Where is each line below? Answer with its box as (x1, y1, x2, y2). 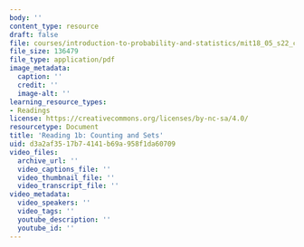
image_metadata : (9, 64, 71, 73)
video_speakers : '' (17, 198, 91, 208)
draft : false (9, 30, 59, 39)
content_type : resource (9, 22, 100, 31)
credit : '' (17, 81, 59, 90)
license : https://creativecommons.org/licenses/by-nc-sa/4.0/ (9, 114, 249, 123)
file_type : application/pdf (9, 55, 116, 64)
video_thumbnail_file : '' (17, 173, 116, 182)
